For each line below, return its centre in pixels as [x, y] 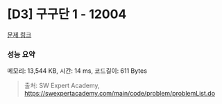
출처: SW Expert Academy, [62, 86]
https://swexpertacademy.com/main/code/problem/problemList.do [120, 94]
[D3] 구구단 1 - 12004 [67, 14]
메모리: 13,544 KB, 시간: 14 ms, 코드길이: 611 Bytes [77, 71]
